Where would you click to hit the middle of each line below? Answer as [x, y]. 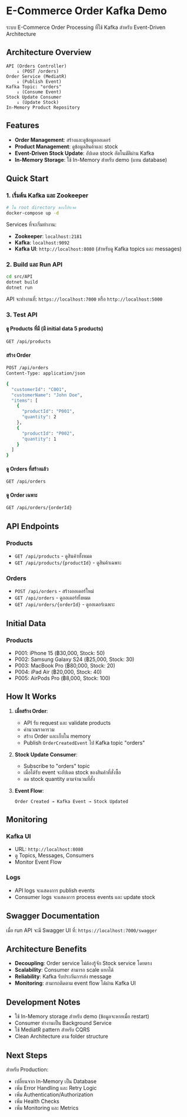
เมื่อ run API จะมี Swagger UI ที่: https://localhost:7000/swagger [82, 930]
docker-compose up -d [33, 213]
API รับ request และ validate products [67, 722]
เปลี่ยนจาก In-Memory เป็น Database [56, 1081]
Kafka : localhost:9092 [42, 242]
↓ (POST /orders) [38, 71]
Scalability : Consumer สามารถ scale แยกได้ [64, 970]
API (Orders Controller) [36, 66]
